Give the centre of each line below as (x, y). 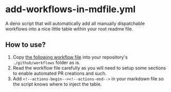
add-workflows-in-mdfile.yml (71, 9)
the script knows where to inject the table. (57, 84)
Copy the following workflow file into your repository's (70, 57)
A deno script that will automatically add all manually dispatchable (75, 23)
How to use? (26, 45)
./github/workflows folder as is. (46, 63)
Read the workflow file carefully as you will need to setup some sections (89, 68)
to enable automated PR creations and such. (60, 73)
